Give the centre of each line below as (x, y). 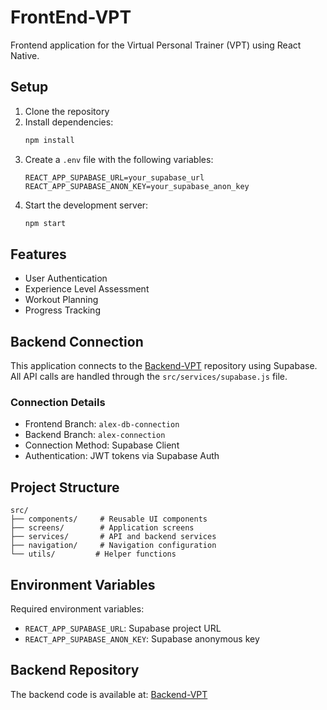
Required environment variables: (77, 609)
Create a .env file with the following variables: (119, 159)
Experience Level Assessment (87, 289)
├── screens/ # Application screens (102, 528)
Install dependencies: (69, 122)
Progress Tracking (62, 310)
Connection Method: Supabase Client (102, 445)
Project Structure (65, 487)
